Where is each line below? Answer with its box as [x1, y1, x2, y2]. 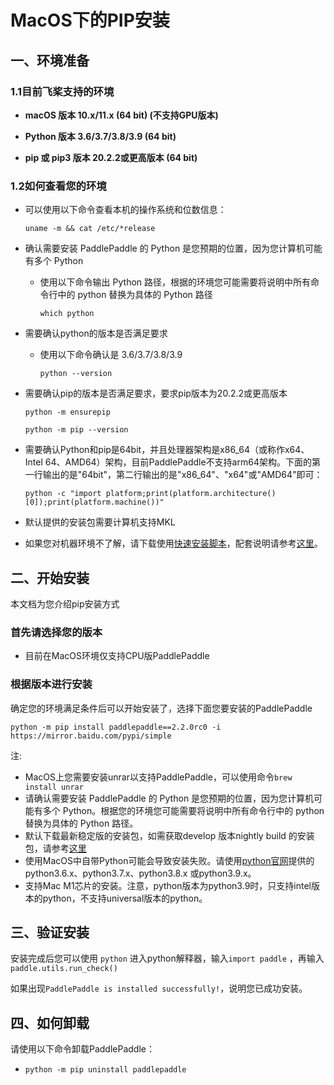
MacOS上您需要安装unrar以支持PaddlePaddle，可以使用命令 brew [24, 771, 293, 783]
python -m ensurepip [24, 407, 111, 418]
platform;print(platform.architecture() [105, 489, 277, 499]
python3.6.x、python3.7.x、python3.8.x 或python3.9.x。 [24, 867, 257, 879]
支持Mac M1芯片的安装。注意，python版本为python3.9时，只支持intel [24, 879, 312, 891]
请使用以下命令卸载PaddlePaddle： [10, 1043, 155, 1055]
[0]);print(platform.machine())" [24, 497, 165, 508]
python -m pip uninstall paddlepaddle [24, 1065, 187, 1075]
